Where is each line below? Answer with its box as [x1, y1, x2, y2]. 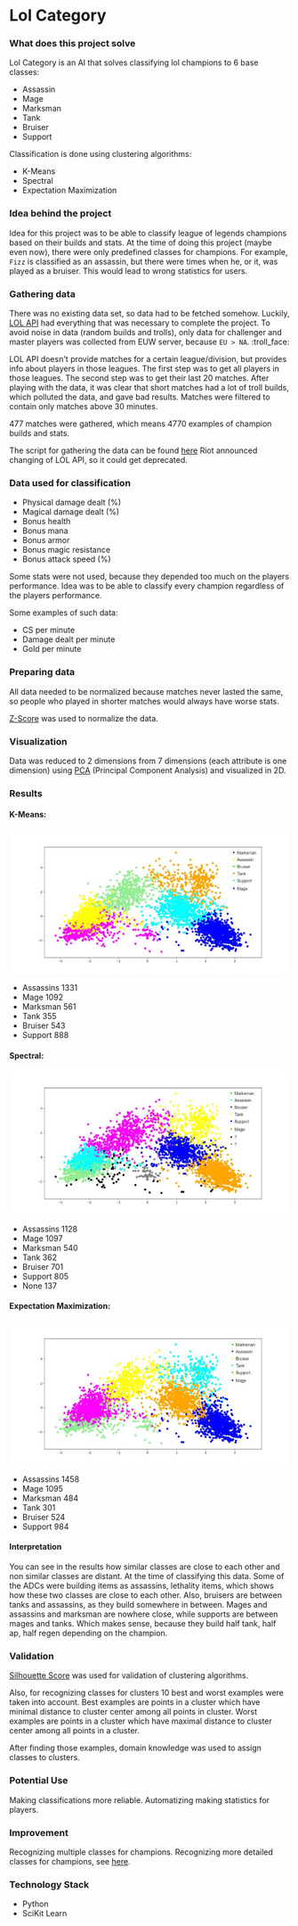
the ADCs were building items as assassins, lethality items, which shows [9, 1580, 274, 1592]
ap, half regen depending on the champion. [9, 1628, 168, 1639]
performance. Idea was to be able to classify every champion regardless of [9, 580, 285, 591]
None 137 [21, 1280, 58, 1291]
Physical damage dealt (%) [21, 497, 122, 508]
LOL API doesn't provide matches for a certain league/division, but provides [9, 354, 287, 365]
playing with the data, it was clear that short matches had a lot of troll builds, [9, 383, 289, 393]
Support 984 [21, 1521, 69, 1532]
